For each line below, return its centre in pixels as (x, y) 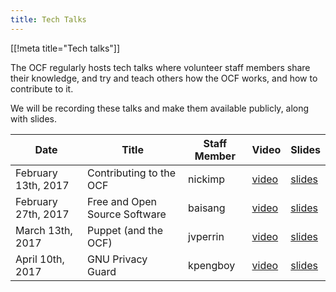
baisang (207, 208)
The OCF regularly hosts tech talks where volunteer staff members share (160, 67)
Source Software (127, 214)
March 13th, (44, 230)
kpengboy (212, 265)
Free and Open (122, 201)
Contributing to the (131, 173)
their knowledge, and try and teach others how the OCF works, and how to (164, 78)
